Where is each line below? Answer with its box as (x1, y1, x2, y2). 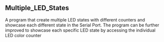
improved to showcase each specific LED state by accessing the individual (5, 27, 156, 33)
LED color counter (5, 32, 42, 38)
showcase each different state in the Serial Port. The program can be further (5, 22, 160, 28)
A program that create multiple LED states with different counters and (5, 17, 145, 22)
